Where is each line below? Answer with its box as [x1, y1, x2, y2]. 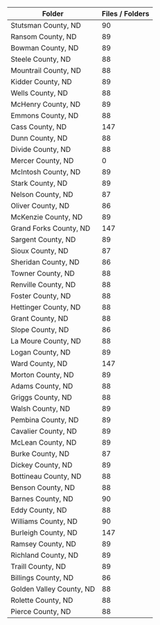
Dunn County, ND [10, 133, 68, 143]
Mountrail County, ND [10, 66, 82, 75]
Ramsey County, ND [10, 539, 76, 549]
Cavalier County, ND [10, 427, 78, 436]
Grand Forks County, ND [10, 223, 91, 233]
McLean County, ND [10, 438, 77, 447]
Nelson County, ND [10, 190, 73, 199]
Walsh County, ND [10, 404, 71, 413]
